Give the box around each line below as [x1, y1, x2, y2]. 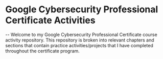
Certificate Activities [5, 14, 96, 26]
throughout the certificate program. [5, 48, 80, 54]
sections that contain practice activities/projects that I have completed [5, 42, 153, 48]
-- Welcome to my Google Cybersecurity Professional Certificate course [5, 31, 157, 37]
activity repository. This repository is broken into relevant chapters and [5, 37, 154, 43]
